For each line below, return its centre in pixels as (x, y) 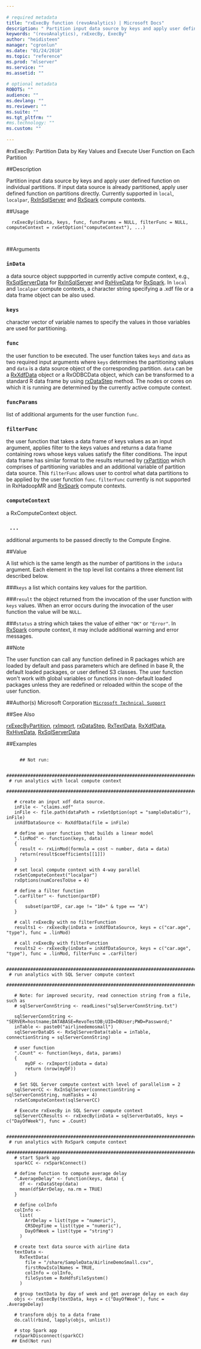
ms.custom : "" (24, 129)
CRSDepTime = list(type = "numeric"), (73, 1226)
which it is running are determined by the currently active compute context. (99, 387)
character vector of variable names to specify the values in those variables (98, 322)
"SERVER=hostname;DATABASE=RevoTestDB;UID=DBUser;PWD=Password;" (89, 1021)
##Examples (22, 744)
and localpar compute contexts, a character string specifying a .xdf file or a (100, 289)
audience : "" (22, 95)
